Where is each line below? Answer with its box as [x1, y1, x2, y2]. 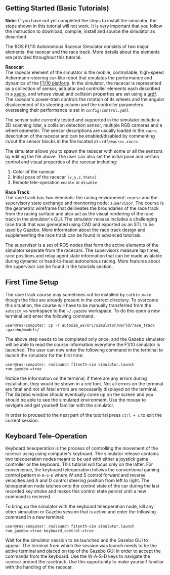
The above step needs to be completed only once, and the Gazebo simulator [5, 336, 165, 342]
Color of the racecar [12, 168, 55, 174]
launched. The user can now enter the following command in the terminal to [5, 346, 163, 353]
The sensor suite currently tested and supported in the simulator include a [5, 116, 160, 123]
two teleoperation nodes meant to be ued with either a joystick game [5, 456, 149, 462]
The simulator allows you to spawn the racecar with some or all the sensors [5, 148, 163, 154]
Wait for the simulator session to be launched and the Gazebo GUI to [5, 537, 148, 543]
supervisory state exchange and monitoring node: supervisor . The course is [5, 200, 164, 206]
